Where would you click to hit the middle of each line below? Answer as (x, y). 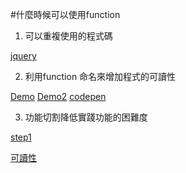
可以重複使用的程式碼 (68, 36)
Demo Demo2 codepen (58, 96)
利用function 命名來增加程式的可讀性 (100, 76)
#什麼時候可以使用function (65, 14)
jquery (23, 56)
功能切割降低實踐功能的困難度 (86, 117)
